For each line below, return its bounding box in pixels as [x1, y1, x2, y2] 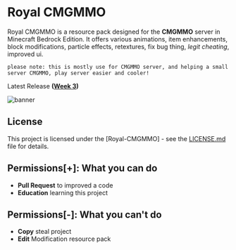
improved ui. [7, 50, 44, 58]
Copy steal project [17, 228, 72, 236]
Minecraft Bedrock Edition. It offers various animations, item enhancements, [7, 34, 228, 43]
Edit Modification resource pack [17, 235, 111, 243]
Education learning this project [17, 188, 108, 197]
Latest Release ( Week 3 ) [7, 81, 79, 90]
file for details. [7, 142, 49, 150]
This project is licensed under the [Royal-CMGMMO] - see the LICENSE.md [7, 134, 226, 143]
